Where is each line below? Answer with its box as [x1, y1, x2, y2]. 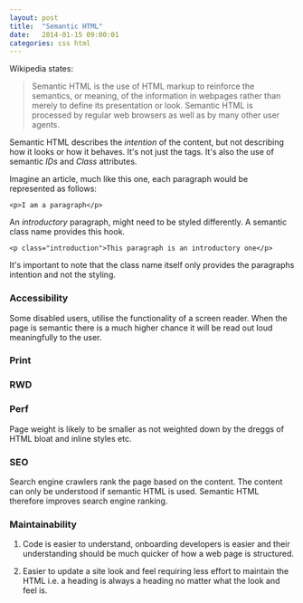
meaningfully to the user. [9, 331, 102, 342]
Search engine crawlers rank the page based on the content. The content [9, 476, 283, 487]
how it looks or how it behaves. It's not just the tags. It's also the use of [9, 147, 274, 158]
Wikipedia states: [9, 63, 74, 74]
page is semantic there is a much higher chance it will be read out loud [9, 322, 273, 333]
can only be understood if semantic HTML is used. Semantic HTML [9, 485, 260, 496]
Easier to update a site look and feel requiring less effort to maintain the [22, 566, 289, 577]
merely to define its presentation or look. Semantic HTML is [31, 100, 253, 111]
